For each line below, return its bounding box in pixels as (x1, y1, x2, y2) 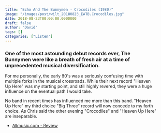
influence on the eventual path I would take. (5, 89, 92, 94)
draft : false (5, 20, 31, 26)
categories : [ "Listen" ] (5, 34, 53, 39)
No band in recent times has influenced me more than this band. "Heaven (5, 98, 151, 104)
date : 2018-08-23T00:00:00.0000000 (5, 16, 77, 21)
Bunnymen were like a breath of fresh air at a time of (5, 56, 130, 63)
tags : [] (5, 30, 23, 34)
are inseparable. (5, 113, 38, 119)
